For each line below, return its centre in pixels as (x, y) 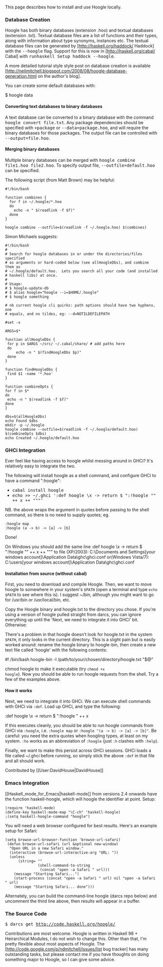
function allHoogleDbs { (30, 339)
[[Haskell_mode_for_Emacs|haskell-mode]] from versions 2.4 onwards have (81, 793)
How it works (19, 690)
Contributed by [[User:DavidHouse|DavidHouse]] (54, 770)
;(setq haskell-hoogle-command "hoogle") (48, 816)
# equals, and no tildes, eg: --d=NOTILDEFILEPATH (57, 314)
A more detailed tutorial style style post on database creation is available (78, 66)
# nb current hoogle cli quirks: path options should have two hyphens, (80, 305)
